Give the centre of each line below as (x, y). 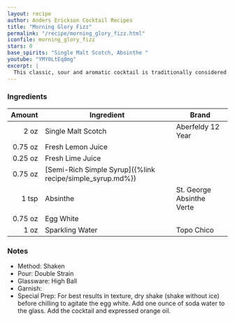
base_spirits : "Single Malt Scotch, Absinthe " (78, 53)
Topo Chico (195, 230)
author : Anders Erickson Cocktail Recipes (70, 20)
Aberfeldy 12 (198, 127)
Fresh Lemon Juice (77, 146)
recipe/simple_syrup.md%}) (91, 178)
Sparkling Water (71, 230)
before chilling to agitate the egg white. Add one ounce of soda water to (121, 303)
